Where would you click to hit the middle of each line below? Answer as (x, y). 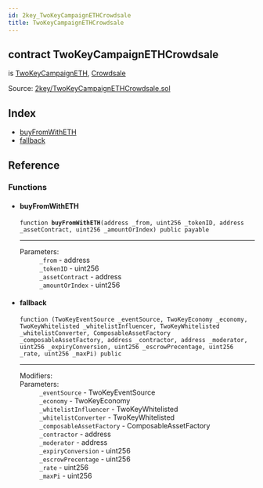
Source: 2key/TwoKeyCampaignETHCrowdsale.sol (89, 89)
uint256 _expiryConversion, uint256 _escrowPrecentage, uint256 (126, 347)
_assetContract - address (80, 276)
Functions (27, 188)
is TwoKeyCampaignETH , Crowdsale (67, 73)
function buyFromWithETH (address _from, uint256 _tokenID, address (131, 223)
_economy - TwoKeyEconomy (85, 400)
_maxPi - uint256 (65, 475)
